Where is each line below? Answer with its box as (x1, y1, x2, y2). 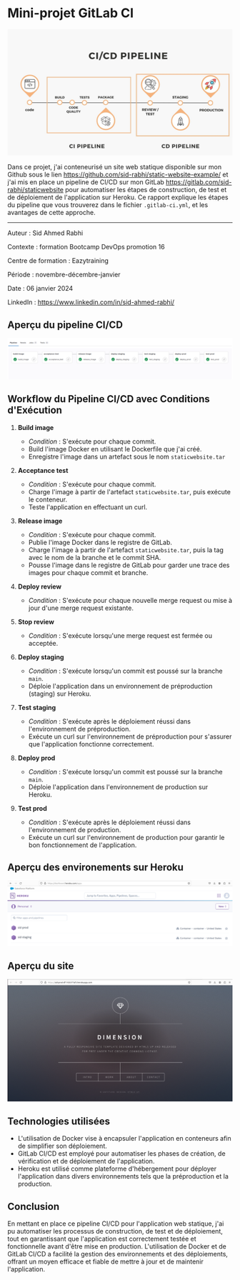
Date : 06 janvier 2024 (7, 284, 74, 293)
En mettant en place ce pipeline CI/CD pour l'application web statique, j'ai (7, 1219, 224, 1228)
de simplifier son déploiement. (17, 1141, 107, 1151)
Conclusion (7, 1200, 60, 1212)
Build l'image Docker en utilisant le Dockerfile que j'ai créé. (28, 444, 202, 453)
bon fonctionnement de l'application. (28, 841, 137, 849)
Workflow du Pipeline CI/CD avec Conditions (7, 393, 211, 405)
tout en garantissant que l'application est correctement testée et (7, 1234, 196, 1244)
